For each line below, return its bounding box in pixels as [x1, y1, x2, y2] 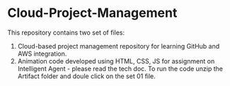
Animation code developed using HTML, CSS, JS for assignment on [17, 56, 215, 65]
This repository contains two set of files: [7, 28, 125, 37]
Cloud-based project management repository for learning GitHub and [17, 42, 220, 50]
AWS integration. [17, 49, 67, 58]
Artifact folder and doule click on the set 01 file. [17, 72, 156, 80]
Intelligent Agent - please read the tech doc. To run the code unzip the [17, 64, 224, 73]
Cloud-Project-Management [7, 5, 178, 21]
